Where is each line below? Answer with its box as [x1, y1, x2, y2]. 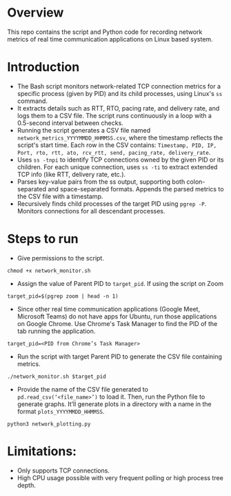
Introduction [7, 59, 80, 75]
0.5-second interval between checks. [17, 119, 124, 127]
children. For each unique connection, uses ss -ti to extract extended [17, 162, 218, 171]
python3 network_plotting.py [7, 420, 91, 428]
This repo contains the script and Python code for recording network [7, 28, 203, 36]
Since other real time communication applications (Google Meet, [17, 305, 201, 313]
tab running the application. [17, 327, 96, 335]
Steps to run [7, 231, 79, 247]
